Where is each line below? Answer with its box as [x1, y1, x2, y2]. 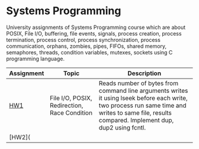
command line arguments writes [98, 86, 188, 95]
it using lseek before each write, [98, 93, 188, 102]
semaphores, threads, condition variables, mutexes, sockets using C [6, 48, 173, 56]
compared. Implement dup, [98, 116, 174, 124]
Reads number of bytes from [98, 79, 179, 87]
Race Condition [50, 108, 93, 116]
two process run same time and [98, 101, 187, 109]
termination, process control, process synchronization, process [6, 36, 161, 43]
